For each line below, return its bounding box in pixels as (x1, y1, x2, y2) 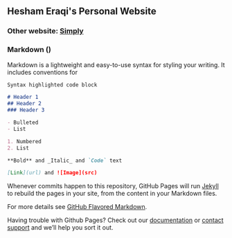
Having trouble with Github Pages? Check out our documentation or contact (7, 216, 224, 224)
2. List (7, 145, 30, 152)
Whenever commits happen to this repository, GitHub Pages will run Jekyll (7, 182, 220, 190)
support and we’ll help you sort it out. (7, 223, 114, 232)
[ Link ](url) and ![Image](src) (7, 170, 98, 176)
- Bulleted (7, 119, 39, 127)
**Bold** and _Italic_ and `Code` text (7, 157, 123, 164)
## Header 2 (7, 100, 42, 107)
